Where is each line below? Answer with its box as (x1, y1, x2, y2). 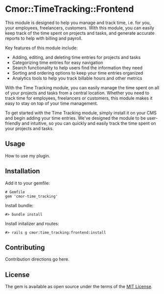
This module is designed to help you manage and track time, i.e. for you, (5, 20, 151, 26)
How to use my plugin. (5, 153, 50, 159)
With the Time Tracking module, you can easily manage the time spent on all (5, 84, 160, 90)
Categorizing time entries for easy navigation (12, 59, 103, 65)
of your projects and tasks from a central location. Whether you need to (5, 90, 149, 96)
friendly (5, 120, 21, 126)
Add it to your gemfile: (5, 180, 50, 186)
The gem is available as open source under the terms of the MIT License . (5, 284, 153, 290)
